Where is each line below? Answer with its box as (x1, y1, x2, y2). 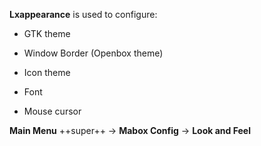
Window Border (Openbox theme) (23, 47, 164, 59)
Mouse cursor (23, 105, 82, 117)
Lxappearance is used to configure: (9, 9, 158, 20)
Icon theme (23, 67, 71, 78)
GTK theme (23, 28, 71, 39)
